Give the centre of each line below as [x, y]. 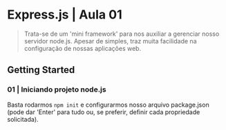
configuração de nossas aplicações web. [83, 48]
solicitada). [23, 119]
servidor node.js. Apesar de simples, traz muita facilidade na [110, 41]
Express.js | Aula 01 [65, 15]
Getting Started [41, 70]
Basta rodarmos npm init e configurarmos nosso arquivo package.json [108, 105]
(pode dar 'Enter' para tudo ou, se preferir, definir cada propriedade [104, 112]
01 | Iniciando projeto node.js [57, 89]
